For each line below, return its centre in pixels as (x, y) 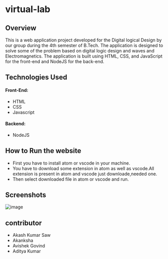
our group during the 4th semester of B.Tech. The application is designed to (84, 45)
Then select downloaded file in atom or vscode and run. (71, 179)
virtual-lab (28, 9)
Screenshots (26, 195)
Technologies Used (36, 77)
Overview (21, 28)
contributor (23, 223)
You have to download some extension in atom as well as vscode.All (83, 168)
